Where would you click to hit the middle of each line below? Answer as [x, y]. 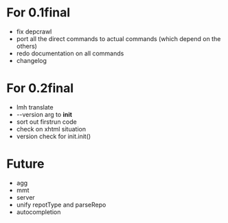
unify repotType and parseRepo [61, 205]
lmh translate [35, 107]
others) [26, 46]
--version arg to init [44, 114]
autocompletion [38, 212]
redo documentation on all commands [70, 53]
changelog [32, 60]
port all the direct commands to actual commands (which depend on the [118, 38]
